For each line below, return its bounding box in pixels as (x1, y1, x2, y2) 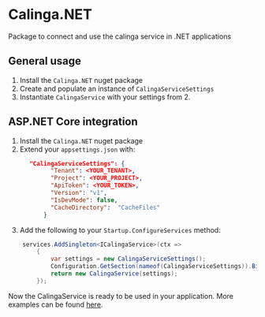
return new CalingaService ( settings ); (50, 270, 178, 278)
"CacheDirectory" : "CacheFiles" (50, 203, 160, 211)
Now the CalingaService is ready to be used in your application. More (8, 291, 234, 300)
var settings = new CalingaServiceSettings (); (50, 255, 207, 263)
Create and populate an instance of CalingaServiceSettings (19, 84, 215, 93)
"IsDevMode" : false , (50, 196, 118, 204)
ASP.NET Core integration (8, 115, 138, 129)
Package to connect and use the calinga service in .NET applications (8, 32, 231, 41)
